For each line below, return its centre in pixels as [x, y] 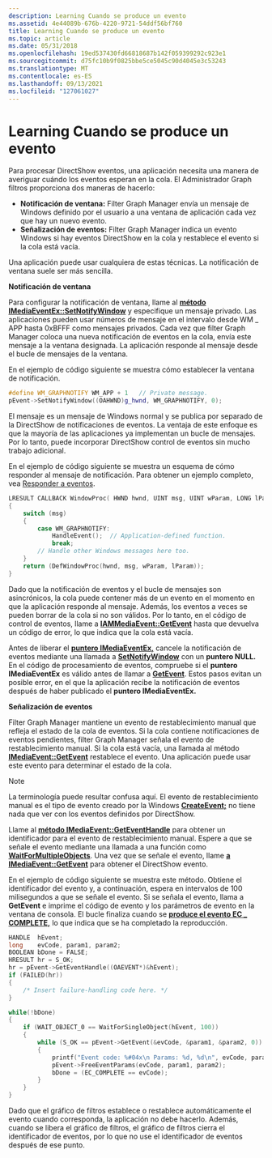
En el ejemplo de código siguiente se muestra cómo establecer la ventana [132, 370]
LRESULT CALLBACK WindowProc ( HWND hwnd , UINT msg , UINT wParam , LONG [130, 499]
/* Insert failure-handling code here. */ [96, 990]
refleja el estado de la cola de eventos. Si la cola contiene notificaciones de [134, 730]
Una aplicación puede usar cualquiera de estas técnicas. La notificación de [134, 262]
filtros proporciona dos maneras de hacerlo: [82, 188]
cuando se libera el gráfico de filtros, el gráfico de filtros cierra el [117, 1128]
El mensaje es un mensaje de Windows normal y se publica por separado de [136, 416]
